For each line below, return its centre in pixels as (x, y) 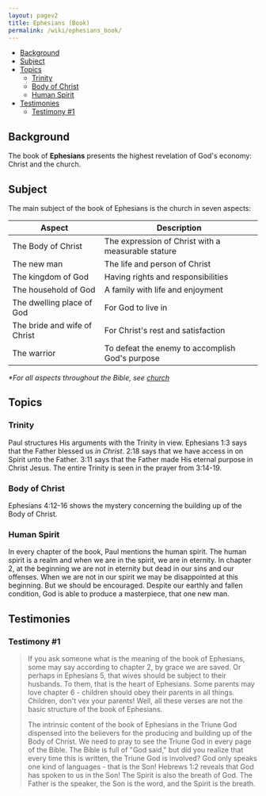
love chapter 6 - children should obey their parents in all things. (131, 692)
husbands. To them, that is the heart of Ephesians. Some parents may (141, 683)
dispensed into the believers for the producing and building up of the (140, 733)
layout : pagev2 (33, 15)
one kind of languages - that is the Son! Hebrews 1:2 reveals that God (141, 767)
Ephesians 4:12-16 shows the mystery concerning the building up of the (125, 505)
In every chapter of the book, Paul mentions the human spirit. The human (127, 552)
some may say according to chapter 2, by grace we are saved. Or (134, 667)
